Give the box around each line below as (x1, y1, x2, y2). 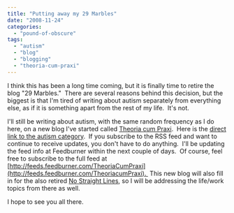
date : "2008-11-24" (7, 17, 64, 24)
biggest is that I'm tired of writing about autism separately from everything (7, 96, 221, 105)
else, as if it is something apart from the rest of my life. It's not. (7, 103, 190, 112)
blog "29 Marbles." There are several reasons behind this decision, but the (7, 89, 224, 97)
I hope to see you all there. (7, 197, 84, 206)
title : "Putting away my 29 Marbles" (7, 10, 117, 17)
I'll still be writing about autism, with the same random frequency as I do (7, 117, 214, 126)
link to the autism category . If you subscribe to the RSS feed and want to (7, 132, 218, 140)
